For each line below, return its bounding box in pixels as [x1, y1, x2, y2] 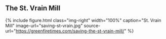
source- [84, 22, 101, 28]
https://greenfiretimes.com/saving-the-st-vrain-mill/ [15, 27, 124, 34]
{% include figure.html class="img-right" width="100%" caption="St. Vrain [5, 17, 161, 23]
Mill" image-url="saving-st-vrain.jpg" [5, 22, 83, 28]
